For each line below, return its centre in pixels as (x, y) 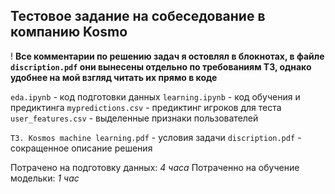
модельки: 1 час (45, 178)
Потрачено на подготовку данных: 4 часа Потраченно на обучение (155, 167)
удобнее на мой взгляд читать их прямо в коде (114, 77)
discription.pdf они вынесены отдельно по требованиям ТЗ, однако (161, 66)
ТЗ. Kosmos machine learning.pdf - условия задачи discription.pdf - (156, 137)
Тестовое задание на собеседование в (138, 16)
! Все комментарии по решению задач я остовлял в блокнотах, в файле (167, 56)
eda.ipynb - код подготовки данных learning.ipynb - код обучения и (155, 96)
